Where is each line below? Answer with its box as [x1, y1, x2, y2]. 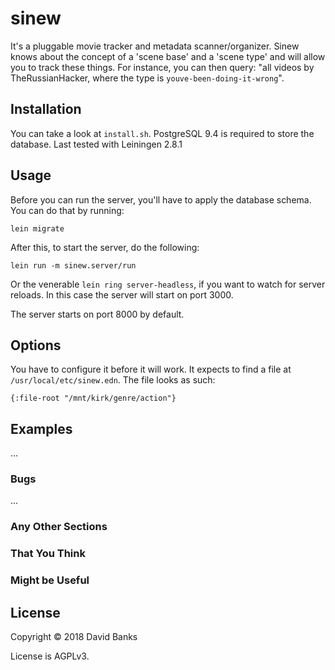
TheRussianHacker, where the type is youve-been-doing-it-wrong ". [10, 72, 285, 84]
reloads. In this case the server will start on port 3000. [10, 288, 234, 301]
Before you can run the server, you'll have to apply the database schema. [10, 193, 312, 206]
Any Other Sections [10, 520, 108, 534]
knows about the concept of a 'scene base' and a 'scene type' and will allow [10, 50, 326, 62]
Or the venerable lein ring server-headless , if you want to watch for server [10, 278, 326, 290]
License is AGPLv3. [10, 650, 90, 662]
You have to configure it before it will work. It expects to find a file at [10, 363, 292, 376]
